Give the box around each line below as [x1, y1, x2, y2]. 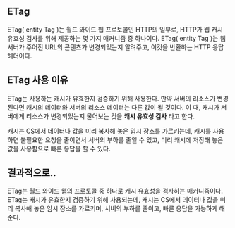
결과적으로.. [7, 167, 56, 179]
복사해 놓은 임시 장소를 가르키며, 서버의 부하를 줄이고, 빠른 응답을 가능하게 [14, 204, 218, 213]
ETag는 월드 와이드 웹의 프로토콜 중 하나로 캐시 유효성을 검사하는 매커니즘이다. [7, 186, 224, 196]
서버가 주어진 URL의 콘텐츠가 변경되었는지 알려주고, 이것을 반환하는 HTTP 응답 [7, 42, 224, 51]
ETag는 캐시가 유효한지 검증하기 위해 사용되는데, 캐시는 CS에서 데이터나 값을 [7, 196, 219, 204]
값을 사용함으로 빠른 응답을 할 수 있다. [7, 144, 111, 153]
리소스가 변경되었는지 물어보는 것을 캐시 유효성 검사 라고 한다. [25, 112, 195, 120]
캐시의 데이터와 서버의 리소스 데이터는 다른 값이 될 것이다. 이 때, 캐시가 [25, 103, 220, 111]
